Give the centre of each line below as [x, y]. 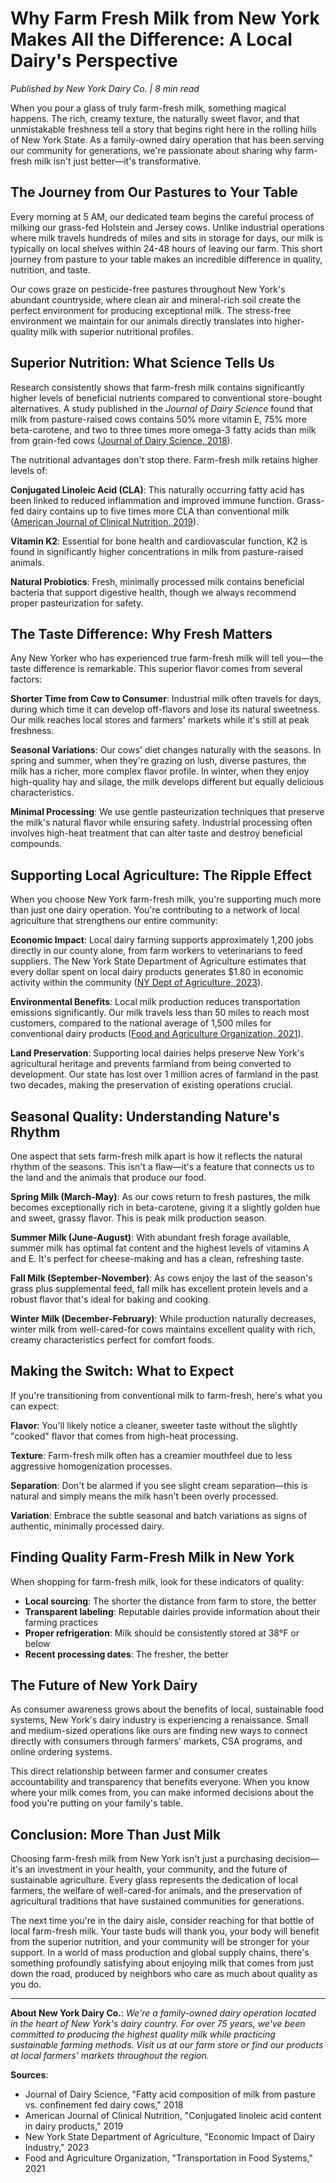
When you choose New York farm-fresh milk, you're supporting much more [166, 899]
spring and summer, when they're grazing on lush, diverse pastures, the [158, 761]
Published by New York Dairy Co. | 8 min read [105, 88]
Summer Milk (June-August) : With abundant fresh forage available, [151, 1237]
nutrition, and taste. [50, 269]
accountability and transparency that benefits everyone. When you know [160, 1782]
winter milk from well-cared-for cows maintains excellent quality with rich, [163, 1329]
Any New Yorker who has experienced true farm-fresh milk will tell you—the [167, 658]
